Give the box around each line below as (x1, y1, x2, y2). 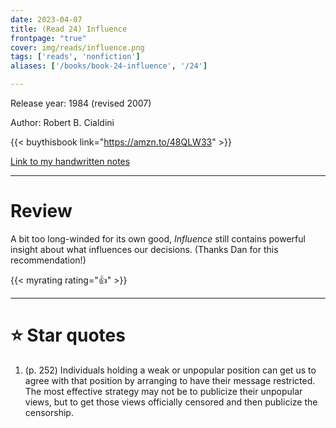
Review (10, 200, 73, 223)
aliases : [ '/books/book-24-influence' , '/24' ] (10, 61, 208, 71)
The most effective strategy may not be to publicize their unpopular (24, 385, 303, 397)
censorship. (24, 406, 74, 418)
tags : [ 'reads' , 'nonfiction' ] (10, 52, 141, 62)
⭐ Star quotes (10, 324, 126, 347)
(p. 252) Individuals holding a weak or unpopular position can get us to (24, 364, 317, 376)
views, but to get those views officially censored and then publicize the (24, 396, 318, 408)
